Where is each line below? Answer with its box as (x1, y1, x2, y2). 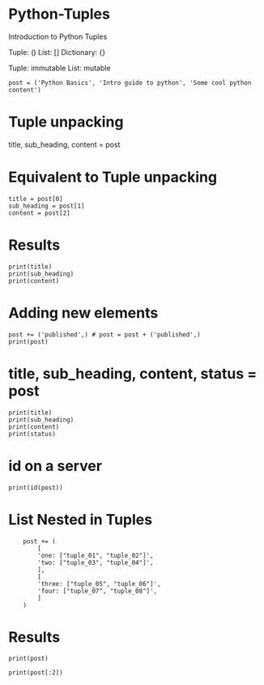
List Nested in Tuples (8, 510, 152, 529)
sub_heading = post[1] (8, 202, 85, 210)
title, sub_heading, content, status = (8, 364, 258, 383)
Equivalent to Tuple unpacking (8, 168, 217, 186)
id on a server (8, 456, 103, 475)
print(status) (8, 430, 57, 438)
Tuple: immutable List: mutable (8, 62, 111, 73)
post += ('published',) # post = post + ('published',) (8, 330, 201, 339)
